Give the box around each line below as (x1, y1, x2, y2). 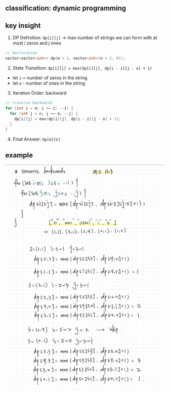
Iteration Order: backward (12, 90, 67, 96)
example (5, 151, 33, 159)
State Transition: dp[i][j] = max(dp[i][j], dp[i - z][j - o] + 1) (12, 65, 153, 71)
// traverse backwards (5, 100, 53, 105)
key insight (5, 21, 41, 30)
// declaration (5, 51, 37, 56)
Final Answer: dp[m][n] (12, 136, 61, 142)
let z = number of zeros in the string (12, 74, 88, 80)
